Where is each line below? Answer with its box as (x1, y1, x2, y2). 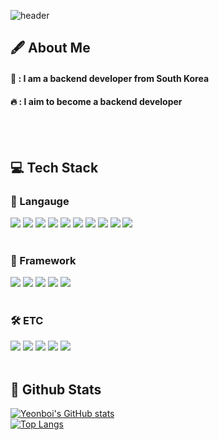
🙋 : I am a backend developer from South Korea (10, 72, 210, 84)
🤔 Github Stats (10, 381, 102, 398)
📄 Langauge (10, 194, 70, 208)
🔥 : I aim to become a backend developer (10, 95, 183, 107)
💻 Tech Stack (10, 159, 99, 176)
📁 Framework (10, 253, 77, 267)
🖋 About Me (10, 40, 91, 57)
